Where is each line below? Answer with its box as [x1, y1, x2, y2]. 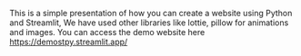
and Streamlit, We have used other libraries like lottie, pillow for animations [9, 17, 289, 28]
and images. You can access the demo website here [9, 27, 206, 37]
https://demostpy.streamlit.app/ [9, 36, 128, 47]
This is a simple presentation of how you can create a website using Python [9, 8, 293, 18]
